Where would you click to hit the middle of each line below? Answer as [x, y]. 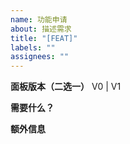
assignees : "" [40, 57]
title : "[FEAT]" [44, 38]
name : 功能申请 [39, 19]
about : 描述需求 [41, 29]
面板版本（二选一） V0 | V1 [66, 87]
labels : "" [33, 47]
